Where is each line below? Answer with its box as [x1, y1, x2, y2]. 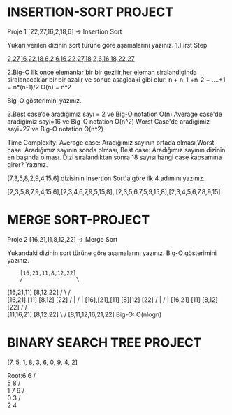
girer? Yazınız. [7, 160, 48, 168]
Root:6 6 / [7, 371, 36, 379]
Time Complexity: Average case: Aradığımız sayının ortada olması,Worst [7, 138, 215, 147]
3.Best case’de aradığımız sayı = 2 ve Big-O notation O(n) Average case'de [7, 110, 222, 118]
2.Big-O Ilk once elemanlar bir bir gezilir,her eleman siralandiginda [7, 68, 197, 76]
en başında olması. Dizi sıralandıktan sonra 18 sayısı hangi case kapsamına [7, 153, 222, 161]
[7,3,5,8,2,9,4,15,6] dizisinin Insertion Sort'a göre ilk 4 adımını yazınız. [7, 174, 205, 182]
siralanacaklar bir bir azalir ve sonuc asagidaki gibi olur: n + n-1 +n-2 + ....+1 [7, 75, 226, 84]
